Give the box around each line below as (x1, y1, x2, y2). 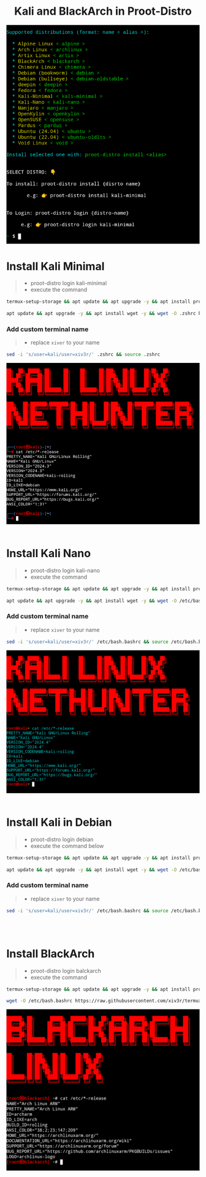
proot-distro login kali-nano (30, 566, 100, 574)
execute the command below (30, 842, 104, 850)
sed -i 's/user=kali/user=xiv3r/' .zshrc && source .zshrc (6, 351, 161, 358)
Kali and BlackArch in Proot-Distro (14, 4, 192, 18)
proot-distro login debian (30, 836, 94, 843)
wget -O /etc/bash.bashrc (6, 998, 72, 1004)
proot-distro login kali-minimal (30, 280, 107, 287)
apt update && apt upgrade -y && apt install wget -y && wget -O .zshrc (6, 311, 196, 317)
